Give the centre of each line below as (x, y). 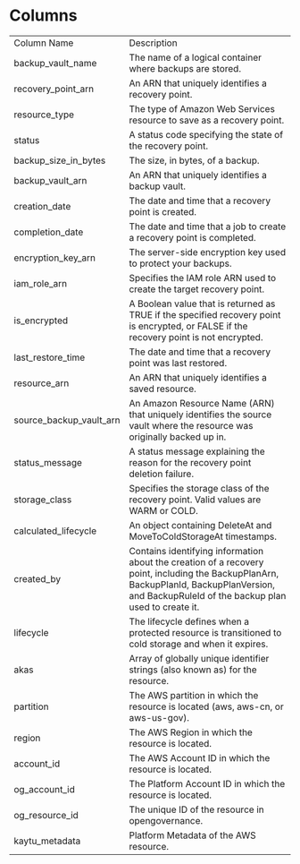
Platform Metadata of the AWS (192, 835)
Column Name (44, 43)
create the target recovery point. (197, 289)
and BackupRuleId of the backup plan (208, 595)
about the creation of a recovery (196, 562)
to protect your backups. (180, 263)
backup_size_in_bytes (60, 160)
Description (153, 43)
